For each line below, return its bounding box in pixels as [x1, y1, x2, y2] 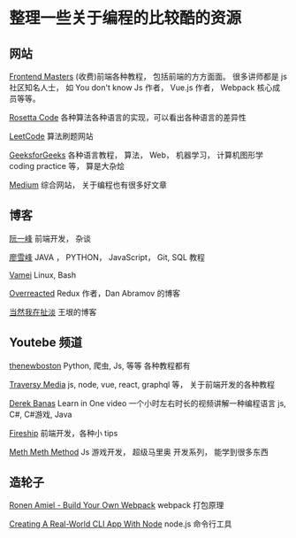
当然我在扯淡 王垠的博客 [9, 306, 97, 317]
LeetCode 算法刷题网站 [9, 131, 95, 142]
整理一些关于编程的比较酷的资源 [9, 8, 242, 28]
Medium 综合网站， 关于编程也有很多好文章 [9, 180, 168, 190]
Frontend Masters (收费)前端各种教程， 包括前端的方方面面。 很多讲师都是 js [9, 72, 287, 81]
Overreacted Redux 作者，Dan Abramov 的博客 [9, 288, 181, 298]
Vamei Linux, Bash [9, 269, 77, 280]
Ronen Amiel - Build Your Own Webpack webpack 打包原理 [9, 500, 224, 511]
